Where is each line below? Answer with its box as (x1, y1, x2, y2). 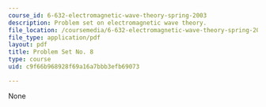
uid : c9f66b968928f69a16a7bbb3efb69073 (8, 63, 140, 71)
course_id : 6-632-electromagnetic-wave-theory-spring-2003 (8, 11, 207, 20)
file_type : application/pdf (8, 33, 101, 42)
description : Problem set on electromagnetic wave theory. (8, 19, 207, 27)
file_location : (8, 26, 59, 34)
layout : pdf (8, 41, 47, 49)
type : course (8, 56, 51, 64)
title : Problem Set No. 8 (8, 48, 93, 56)
